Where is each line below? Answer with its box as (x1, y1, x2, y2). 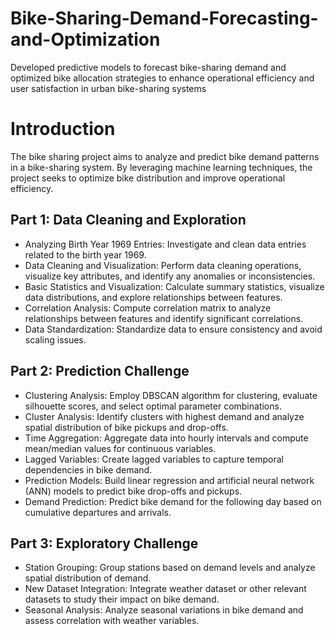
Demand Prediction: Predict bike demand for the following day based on (24, 495, 322, 507)
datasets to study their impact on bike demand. (24, 593, 220, 606)
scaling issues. (24, 333, 87, 346)
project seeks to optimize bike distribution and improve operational (10, 172, 286, 184)
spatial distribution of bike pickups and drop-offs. (24, 421, 229, 433)
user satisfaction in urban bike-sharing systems (10, 82, 207, 94)
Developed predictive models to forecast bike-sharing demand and (10, 61, 287, 73)
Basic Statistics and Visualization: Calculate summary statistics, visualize (24, 280, 325, 292)
